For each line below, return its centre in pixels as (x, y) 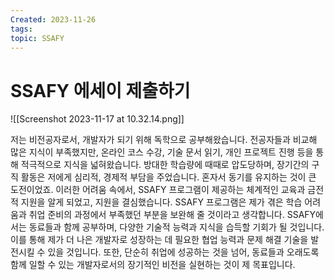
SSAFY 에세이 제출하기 (100, 90)
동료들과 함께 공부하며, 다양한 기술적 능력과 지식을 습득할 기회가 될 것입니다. (176, 227)
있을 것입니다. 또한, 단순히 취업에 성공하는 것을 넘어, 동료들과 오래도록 (183, 252)
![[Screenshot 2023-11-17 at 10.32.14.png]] (97, 119)
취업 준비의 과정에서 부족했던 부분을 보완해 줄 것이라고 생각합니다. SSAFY (172, 215)
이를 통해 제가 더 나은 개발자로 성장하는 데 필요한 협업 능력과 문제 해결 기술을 (159, 240)
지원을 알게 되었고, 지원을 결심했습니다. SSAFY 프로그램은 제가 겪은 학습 (161, 202)
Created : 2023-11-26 (53, 19)
